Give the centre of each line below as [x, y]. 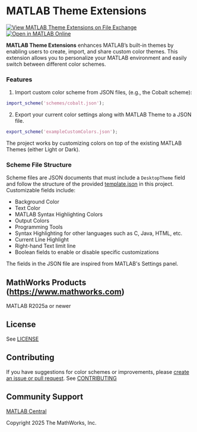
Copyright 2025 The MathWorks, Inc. [51, 423]
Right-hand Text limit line [45, 246]
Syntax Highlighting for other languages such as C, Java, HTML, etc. [99, 233]
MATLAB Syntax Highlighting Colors [58, 214]
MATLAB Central [26, 411]
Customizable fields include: [41, 190]
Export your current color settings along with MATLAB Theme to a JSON [103, 115]
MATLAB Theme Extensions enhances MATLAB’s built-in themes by [90, 45]
